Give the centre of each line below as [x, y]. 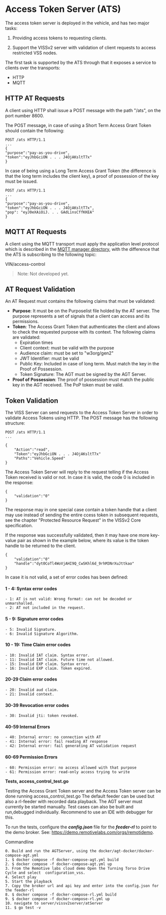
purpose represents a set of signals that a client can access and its [81, 316]
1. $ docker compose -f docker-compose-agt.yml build [62, 860]
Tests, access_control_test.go [37, 781]
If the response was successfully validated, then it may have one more [77, 535]
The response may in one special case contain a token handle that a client [81, 510]
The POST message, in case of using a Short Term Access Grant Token [78, 125]
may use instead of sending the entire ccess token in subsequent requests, [82, 515]
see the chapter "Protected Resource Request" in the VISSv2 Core [73, 520]
